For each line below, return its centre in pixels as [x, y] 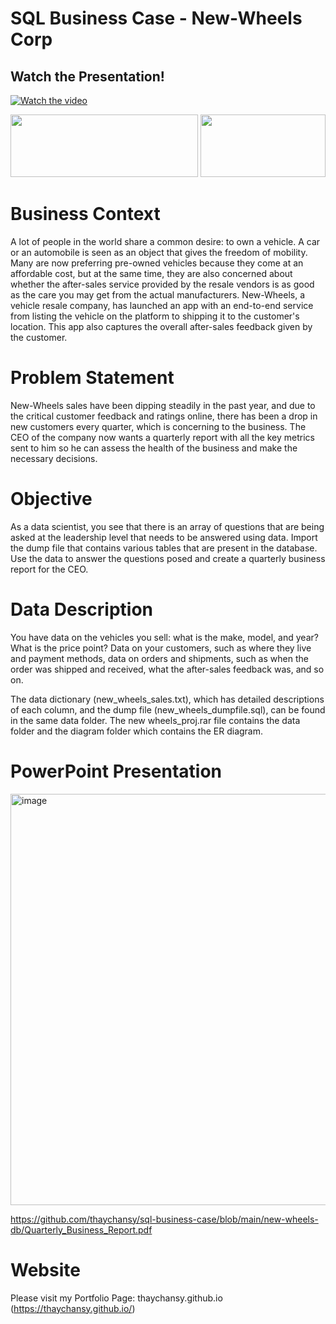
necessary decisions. [54, 458]
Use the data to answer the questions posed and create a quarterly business [168, 558]
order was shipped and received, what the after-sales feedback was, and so [167, 669]
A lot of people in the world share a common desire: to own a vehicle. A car [165, 241]
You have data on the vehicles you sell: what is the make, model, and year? [164, 637]
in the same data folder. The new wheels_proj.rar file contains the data [155, 720]
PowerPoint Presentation [116, 771]
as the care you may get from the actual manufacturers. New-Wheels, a [157, 294]
